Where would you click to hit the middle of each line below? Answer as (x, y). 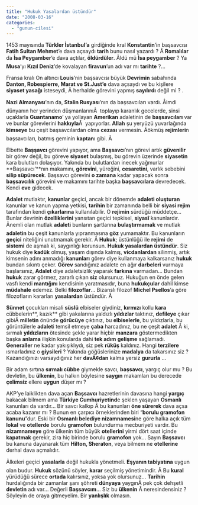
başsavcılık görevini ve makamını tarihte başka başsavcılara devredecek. (96, 182)
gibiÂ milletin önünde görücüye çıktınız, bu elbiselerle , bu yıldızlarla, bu (95, 320)
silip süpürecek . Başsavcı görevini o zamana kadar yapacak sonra (87, 175)
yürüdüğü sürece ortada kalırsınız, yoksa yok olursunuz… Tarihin (86, 477)
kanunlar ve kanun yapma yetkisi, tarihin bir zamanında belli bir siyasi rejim (98, 205)
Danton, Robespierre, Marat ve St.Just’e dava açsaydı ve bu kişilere (90, 84)
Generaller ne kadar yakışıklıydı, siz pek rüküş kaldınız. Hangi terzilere (92, 345)
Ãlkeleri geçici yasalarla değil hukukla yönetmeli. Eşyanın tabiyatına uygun (98, 462)
